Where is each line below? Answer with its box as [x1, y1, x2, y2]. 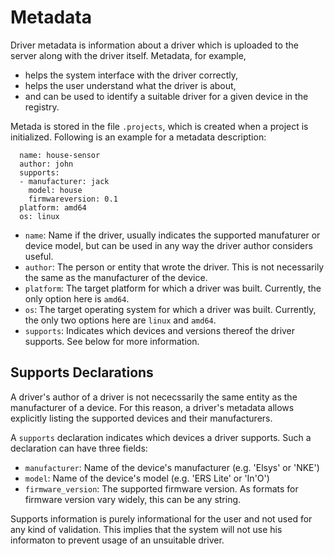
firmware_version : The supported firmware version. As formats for [24, 482, 299, 495]
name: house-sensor [19, 150, 101, 160]
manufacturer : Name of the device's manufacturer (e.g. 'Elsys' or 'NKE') [24, 461, 320, 473]
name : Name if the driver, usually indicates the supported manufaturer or [24, 229, 321, 241]
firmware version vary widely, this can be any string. [24, 493, 242, 505]
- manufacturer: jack [19, 176, 110, 186]
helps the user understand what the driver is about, [24, 79, 237, 91]
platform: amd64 [19, 202, 87, 213]
